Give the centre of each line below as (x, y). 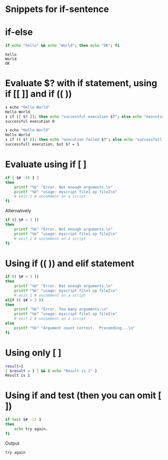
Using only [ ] (33, 353)
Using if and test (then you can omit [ (83, 396)
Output (12, 443)
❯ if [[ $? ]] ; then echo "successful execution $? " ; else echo (73, 116)
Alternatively (18, 211)
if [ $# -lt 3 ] (22, 178)
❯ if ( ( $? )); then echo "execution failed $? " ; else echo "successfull (84, 140)
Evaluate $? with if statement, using (81, 83)
